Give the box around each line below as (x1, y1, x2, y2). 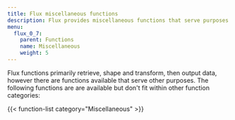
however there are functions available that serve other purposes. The (7, 76, 209, 84)
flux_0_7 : (13, 29, 42, 37)
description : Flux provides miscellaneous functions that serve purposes (7, 17, 229, 24)
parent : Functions (20, 36, 74, 44)
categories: (7, 91, 40, 99)
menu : (7, 23, 23, 30)
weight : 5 (20, 50, 49, 57)
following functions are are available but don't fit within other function (7, 84, 210, 92)
